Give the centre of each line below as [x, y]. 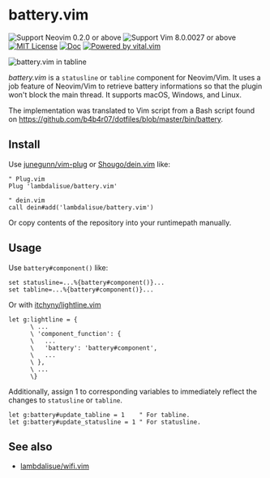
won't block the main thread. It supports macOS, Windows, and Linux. [125, 94]
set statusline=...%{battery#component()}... [86, 282]
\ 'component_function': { [75, 334]
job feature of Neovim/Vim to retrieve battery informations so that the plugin [135, 86]
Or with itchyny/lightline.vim [55, 304]
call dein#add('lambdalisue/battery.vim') [81, 207]
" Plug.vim [27, 179]
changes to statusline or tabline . [66, 400]
